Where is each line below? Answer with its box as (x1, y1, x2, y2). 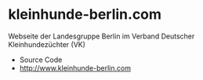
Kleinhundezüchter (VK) (8, 39, 86, 49)
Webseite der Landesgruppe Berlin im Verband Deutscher (8, 31, 195, 41)
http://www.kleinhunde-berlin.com (19, 63, 132, 72)
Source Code (19, 55, 63, 64)
